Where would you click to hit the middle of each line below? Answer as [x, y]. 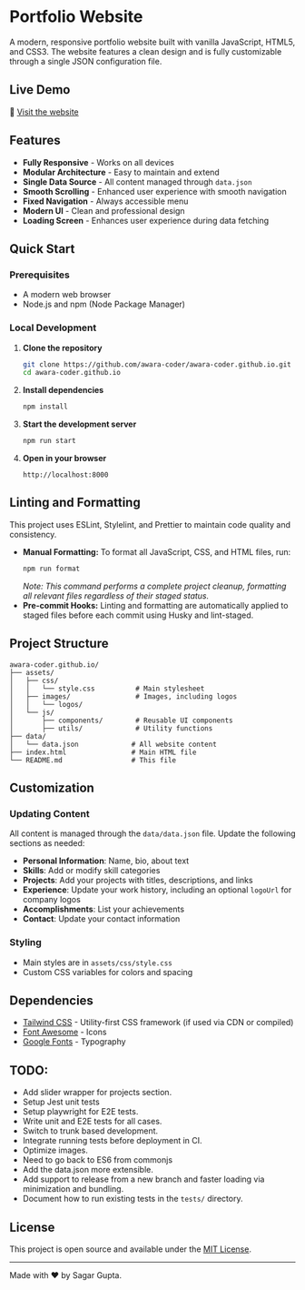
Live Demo [40, 90]
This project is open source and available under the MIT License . [131, 1249]
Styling [26, 942]
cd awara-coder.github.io [71, 373]
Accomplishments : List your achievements [103, 909]
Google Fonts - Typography [74, 1042]
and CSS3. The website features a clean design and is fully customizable [146, 51]
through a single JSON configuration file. [86, 61]
